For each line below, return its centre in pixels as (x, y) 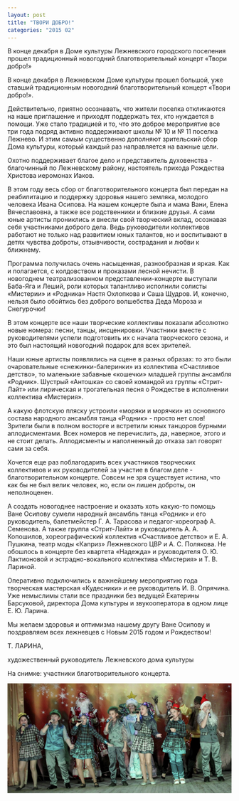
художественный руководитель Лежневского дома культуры (101, 660)
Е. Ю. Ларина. (28, 611)
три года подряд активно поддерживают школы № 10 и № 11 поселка (113, 132)
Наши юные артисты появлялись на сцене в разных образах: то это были (119, 359)
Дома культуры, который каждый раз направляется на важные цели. (113, 147)
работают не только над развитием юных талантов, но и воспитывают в (117, 235)
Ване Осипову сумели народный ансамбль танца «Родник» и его (107, 514)
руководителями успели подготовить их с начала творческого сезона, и (118, 338)
